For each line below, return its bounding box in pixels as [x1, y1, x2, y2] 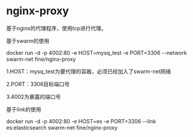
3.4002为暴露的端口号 [6, 93, 61, 100]
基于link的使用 [6, 105, 41, 113]
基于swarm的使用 [6, 37, 50, 44]
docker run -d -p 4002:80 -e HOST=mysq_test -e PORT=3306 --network [6, 49, 187, 56]
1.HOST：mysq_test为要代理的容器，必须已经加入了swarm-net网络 [6, 67, 171, 75]
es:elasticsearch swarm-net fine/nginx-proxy [6, 124, 118, 131]
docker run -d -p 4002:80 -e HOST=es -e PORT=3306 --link [6, 117, 156, 124]
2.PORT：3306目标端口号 [6, 80, 70, 88]
